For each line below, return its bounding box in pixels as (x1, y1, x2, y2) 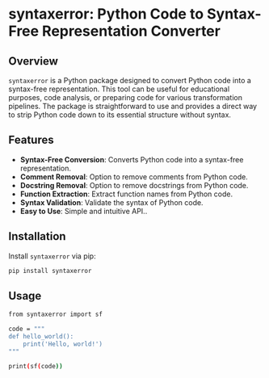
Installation (8, 229, 66, 243)
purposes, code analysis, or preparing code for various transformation (8, 93, 242, 102)
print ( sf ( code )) (8, 362, 63, 370)
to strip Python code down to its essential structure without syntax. (8, 110, 232, 120)
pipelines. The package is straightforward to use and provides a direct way (8, 102, 257, 111)
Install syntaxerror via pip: (8, 251, 96, 261)
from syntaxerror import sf (8, 310, 103, 319)
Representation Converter (41, 22, 221, 40)
